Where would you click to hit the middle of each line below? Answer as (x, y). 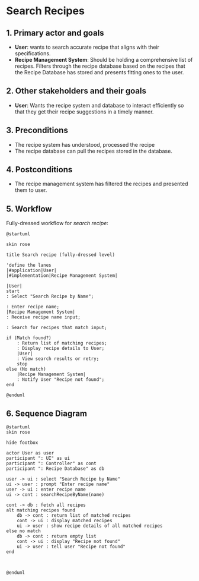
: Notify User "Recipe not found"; (61, 380)
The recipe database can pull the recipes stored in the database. (94, 151)
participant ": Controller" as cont (51, 464)
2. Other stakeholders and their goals (76, 91)
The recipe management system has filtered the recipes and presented (101, 184)
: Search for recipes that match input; (57, 328)
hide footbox (22, 443)
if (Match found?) (29, 338)
